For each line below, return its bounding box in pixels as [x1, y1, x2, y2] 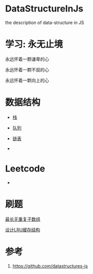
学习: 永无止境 [5, 38, 63, 50]
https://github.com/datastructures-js [12, 263, 88, 269]
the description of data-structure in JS [5, 19, 84, 25]
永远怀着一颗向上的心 [5, 77, 49, 83]
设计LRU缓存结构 [5, 226, 40, 232]
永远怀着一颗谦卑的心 [5, 56, 49, 62]
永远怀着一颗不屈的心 [5, 66, 49, 72]
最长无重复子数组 [5, 216, 40, 222]
